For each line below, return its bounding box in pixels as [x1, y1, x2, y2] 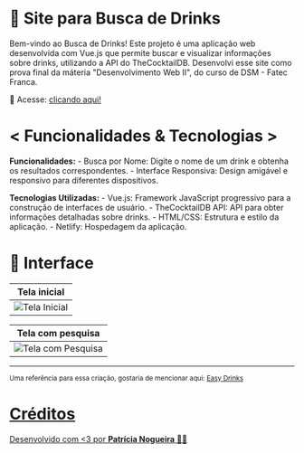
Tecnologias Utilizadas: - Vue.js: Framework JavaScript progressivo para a [9, 192, 291, 203]
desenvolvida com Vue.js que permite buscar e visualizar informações [9, 47, 271, 58]
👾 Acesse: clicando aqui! [9, 94, 101, 105]
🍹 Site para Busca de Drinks [9, 8, 222, 29]
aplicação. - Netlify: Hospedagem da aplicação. [9, 221, 187, 231]
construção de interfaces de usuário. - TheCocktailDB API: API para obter [9, 202, 284, 212]
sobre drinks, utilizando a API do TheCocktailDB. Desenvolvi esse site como [9, 57, 292, 68]
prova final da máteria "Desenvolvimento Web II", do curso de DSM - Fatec [9, 67, 288, 78]
